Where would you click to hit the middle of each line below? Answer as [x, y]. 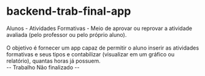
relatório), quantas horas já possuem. [54, 61]
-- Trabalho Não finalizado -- [43, 67]
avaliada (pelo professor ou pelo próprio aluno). [67, 34]
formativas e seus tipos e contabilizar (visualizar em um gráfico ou [91, 54]
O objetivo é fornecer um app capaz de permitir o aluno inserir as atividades [103, 48]
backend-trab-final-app [69, 11]
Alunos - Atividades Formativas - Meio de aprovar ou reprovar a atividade [99, 28]
